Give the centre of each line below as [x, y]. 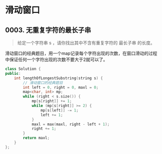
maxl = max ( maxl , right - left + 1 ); [71, 124]
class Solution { [23, 69]
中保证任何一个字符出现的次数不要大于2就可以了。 [56, 59]
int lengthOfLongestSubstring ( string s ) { [58, 78]
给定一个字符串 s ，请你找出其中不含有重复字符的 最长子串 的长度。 [86, 43]
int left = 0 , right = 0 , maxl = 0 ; [61, 87]
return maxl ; [36, 138]
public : [13, 73]
